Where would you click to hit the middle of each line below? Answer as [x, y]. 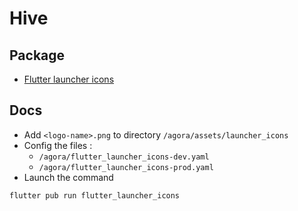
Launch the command [68, 177]
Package [37, 55]
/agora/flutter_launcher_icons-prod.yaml [126, 167]
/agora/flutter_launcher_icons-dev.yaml [124, 157]
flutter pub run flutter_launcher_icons [95, 195]
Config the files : [58, 145]
